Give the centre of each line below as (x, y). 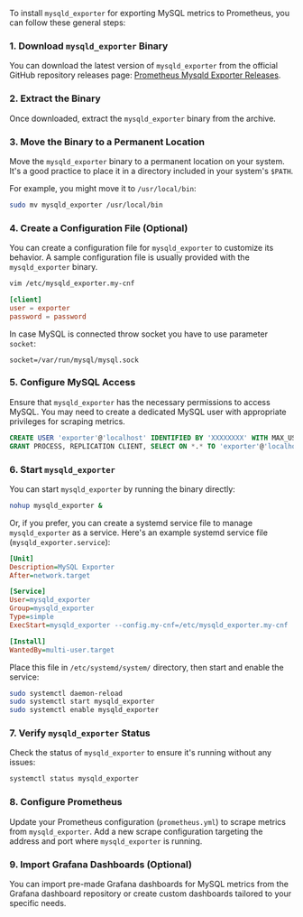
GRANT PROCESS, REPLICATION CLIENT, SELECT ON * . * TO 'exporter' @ (137, 446)
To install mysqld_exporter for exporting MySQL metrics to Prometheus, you (150, 13)
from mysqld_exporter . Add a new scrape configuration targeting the (136, 831)
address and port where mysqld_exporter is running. (106, 841)
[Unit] (22, 559)
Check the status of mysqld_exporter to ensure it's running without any (141, 753)
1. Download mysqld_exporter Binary (89, 46)
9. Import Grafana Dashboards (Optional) (101, 864)
